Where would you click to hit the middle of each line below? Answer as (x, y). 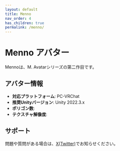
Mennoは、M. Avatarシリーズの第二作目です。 (51, 67)
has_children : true (25, 23)
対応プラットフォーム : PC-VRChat (46, 96)
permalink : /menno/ (25, 27)
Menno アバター (37, 53)
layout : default (21, 9)
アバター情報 (24, 84)
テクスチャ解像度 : (30, 114)
